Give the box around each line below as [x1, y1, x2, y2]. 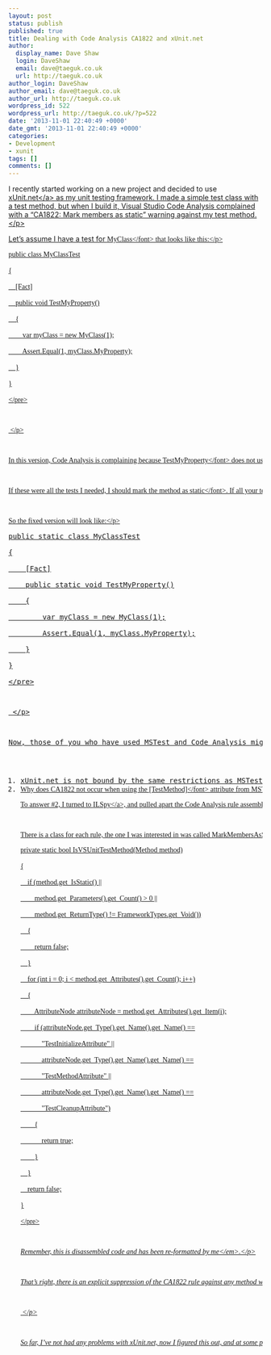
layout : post [8, 11, 52, 20]
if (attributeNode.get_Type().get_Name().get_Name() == [34, 1023, 196, 1032]
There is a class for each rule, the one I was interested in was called [19, 831, 211, 840]
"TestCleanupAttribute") [41, 1104, 111, 1113]
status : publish [8, 19, 63, 27]
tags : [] [8, 154, 38, 162]
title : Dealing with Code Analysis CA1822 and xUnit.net [8, 34, 204, 43]
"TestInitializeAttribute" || [41, 1039, 115, 1048]
